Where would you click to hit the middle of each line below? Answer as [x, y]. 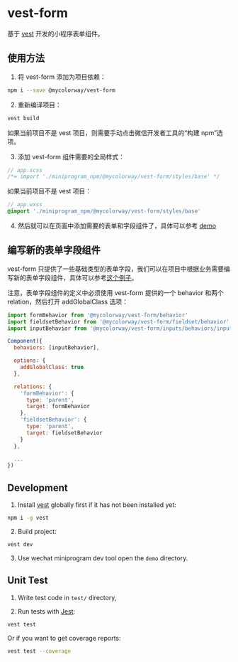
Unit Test [28, 581]
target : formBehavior [58, 407]
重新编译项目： [39, 105]
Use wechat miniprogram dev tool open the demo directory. [103, 558]
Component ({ [25, 341]
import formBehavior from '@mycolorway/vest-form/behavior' [98, 315]
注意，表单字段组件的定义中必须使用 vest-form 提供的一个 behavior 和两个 [116, 292]
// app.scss [25, 170]
